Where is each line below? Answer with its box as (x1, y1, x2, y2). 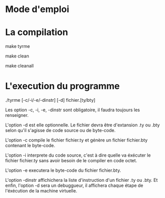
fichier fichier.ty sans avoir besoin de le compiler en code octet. (5, 158, 137, 164)
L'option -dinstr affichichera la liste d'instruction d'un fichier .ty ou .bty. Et (5, 177, 158, 183)
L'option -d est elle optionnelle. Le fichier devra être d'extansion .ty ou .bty (5, 122, 160, 128)
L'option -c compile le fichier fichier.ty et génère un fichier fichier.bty (5, 137, 148, 143)
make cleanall (5, 63, 34, 69)
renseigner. (5, 112, 29, 118)
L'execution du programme (5, 81, 120, 92)
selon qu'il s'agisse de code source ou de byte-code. (5, 127, 116, 134)
